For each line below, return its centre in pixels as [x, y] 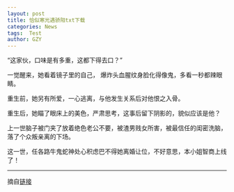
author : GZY [24, 40]
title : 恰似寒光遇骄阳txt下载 [46, 20]
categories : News [32, 26]
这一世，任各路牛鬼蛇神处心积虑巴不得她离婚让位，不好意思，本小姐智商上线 [117, 152]
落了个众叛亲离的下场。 [41, 137]
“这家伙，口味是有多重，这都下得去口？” [65, 61]
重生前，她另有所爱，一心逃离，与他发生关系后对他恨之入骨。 [96, 99]
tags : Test [24, 33]
